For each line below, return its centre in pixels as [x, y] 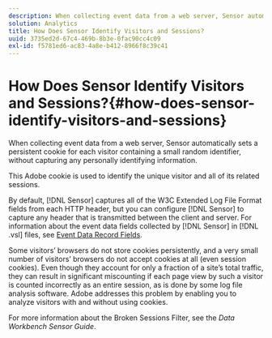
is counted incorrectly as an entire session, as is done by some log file [125, 285]
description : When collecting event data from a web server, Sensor [126, 16]
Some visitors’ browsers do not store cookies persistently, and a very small [134, 250]
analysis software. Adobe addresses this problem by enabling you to [123, 293]
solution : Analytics [43, 24]
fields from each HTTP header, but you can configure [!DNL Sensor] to [126, 209]
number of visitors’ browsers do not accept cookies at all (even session [127, 259]
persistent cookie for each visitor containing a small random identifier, [125, 152]
